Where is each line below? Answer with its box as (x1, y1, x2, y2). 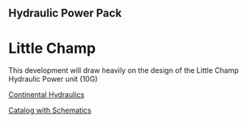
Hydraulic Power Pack (8, 6, 122, 20)
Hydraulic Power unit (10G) (8, 74, 98, 84)
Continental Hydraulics (8, 90, 85, 100)
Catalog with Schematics (8, 105, 92, 116)
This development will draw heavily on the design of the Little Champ (8, 66, 239, 75)
